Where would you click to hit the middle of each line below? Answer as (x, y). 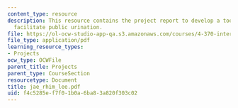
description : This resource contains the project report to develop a (114, 21)
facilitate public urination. (58, 27)
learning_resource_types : (45, 47)
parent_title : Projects (42, 67)
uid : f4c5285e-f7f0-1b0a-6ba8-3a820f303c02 (73, 93)
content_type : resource (42, 14)
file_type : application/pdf (49, 40)
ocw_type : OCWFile (34, 60)
